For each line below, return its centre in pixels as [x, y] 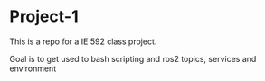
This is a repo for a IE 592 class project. [83, 41]
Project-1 [44, 17]
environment [33, 68]
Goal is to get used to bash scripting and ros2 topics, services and [133, 58]
